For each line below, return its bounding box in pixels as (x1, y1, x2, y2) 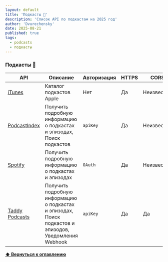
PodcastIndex (7, 122, 40, 129)
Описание (48, 74, 74, 81)
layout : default (5, 7, 39, 13)
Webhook (44, 238, 67, 245)
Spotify (7, 161, 25, 168)
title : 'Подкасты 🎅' (5, 12, 48, 17)
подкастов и (44, 219, 75, 226)
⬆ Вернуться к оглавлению (5, 251, 66, 257)
